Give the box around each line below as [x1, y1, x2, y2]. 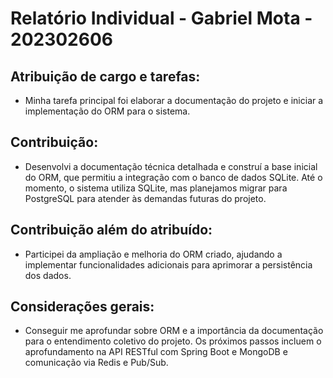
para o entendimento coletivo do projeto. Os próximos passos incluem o [24, 335, 322, 347]
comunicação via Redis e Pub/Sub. [24, 357, 169, 369]
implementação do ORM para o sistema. [24, 105, 191, 117]
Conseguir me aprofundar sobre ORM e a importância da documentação [24, 325, 324, 337]
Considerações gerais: [10, 298, 155, 316]
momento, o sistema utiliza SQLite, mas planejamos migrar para [24, 182, 288, 194]
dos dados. [24, 269, 72, 281]
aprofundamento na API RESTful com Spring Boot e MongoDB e [24, 346, 288, 358]
